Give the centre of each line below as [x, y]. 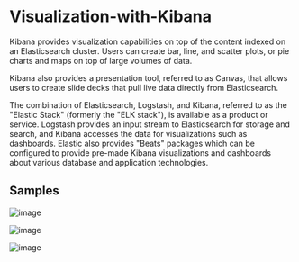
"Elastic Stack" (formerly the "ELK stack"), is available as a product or [139, 114]
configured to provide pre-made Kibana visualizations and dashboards [140, 153]
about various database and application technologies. [109, 162]
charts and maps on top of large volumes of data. [101, 60]
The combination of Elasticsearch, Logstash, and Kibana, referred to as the [149, 104]
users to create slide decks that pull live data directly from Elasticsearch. [144, 87]
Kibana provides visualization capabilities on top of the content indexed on [148, 41]
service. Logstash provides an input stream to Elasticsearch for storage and [150, 124]
